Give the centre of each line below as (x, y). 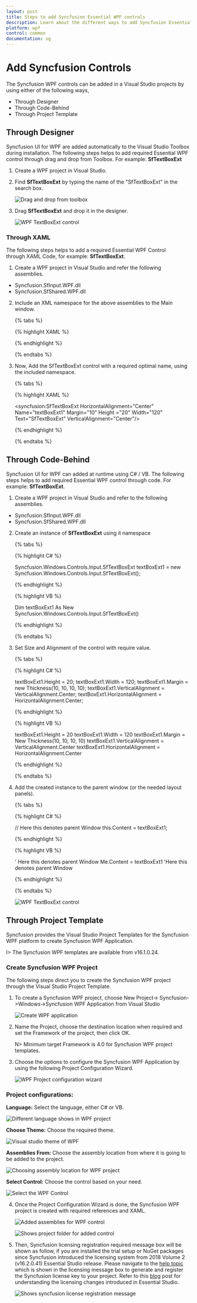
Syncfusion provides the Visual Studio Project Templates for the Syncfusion (97, 934)
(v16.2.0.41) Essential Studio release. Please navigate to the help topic (99, 1264)
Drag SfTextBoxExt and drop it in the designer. (71, 211)
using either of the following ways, (48, 90)
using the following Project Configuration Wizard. (74, 1068)
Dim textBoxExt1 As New (44, 607)
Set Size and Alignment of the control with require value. (83, 647)
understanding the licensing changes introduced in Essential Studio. (97, 1282)
